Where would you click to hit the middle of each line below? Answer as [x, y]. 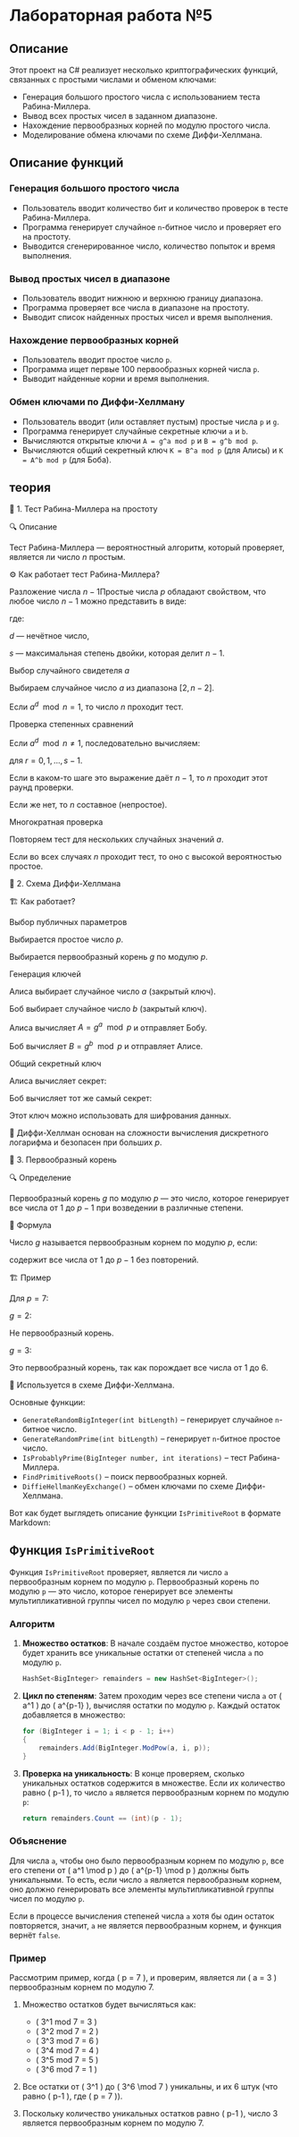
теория [30, 487]
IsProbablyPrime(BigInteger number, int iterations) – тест [134, 1458]
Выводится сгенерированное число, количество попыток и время [149, 246]
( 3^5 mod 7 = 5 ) [67, 2059]
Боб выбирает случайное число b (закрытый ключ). [108, 1008]
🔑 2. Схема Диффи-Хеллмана [65, 883]
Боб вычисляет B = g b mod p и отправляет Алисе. [106, 1046]
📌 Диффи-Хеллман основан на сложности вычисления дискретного [139, 1133]
